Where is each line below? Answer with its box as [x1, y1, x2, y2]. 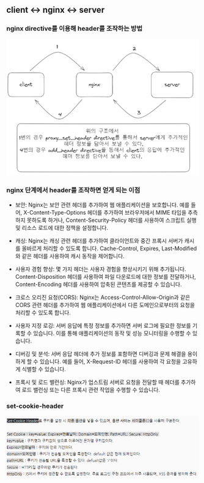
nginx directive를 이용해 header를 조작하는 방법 [6, 24, 142, 33]
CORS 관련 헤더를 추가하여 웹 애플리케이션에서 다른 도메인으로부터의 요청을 [15, 301, 195, 308]
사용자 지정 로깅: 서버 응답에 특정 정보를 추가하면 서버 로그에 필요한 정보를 [15, 322, 191, 329]
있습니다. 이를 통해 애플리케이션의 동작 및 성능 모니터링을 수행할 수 [33, 330, 191, 337]
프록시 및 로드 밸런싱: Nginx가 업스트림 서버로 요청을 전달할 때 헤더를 [15, 378, 180, 386]
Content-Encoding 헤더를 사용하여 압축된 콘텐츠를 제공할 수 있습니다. [15, 281, 182, 288]
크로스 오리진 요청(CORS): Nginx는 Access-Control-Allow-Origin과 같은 [15, 293, 191, 301]
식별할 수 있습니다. [21, 365, 66, 372]
